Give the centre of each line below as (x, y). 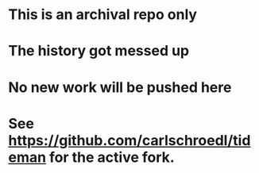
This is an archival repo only (102, 15)
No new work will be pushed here (120, 87)
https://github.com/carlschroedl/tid (129, 140)
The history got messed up (99, 51)
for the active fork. (112, 157)
